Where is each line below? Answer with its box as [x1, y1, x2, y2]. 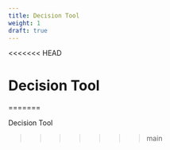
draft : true [8, 26, 48, 34]
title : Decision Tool [8, 11, 80, 20]
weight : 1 [8, 19, 41, 27]
